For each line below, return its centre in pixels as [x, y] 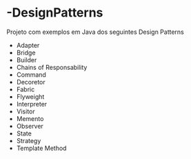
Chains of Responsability [52, 67]
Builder [27, 59]
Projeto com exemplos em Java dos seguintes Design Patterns [95, 32]
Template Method [41, 148]
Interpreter [32, 104]
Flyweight [30, 96]
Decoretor [31, 82]
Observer [30, 126]
